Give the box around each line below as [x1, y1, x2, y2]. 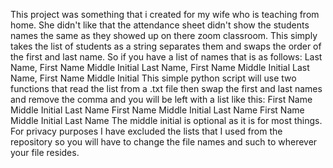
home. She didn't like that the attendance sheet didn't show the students [10, 19, 310, 31]
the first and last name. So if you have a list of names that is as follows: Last [10, 51, 323, 63]
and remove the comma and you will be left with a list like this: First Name [10, 94, 313, 105]
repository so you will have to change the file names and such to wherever [10, 136, 318, 148]
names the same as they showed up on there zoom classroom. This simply [10, 30, 318, 41]
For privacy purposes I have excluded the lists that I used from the [10, 125, 283, 137]
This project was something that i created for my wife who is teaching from [10, 9, 320, 20]
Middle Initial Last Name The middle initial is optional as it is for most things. [10, 115, 323, 126]
